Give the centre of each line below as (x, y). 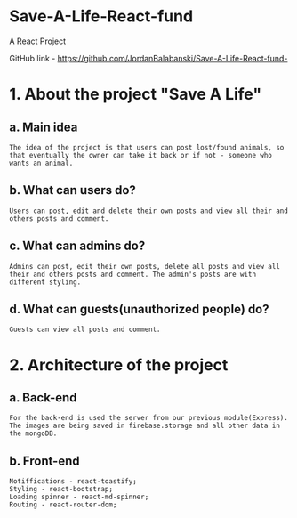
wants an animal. (41, 163)
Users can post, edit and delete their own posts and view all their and (149, 211)
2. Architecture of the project (119, 364)
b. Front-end (44, 461)
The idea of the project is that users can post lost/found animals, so (147, 147)
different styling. (45, 282)
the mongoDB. (33, 433)
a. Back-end (43, 397)
